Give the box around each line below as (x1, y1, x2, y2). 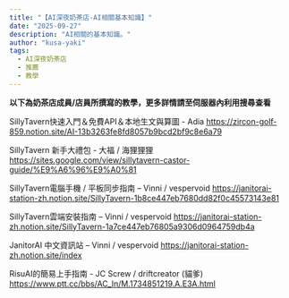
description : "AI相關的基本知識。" (9, 30, 132, 38)
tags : (9, 47, 30, 55)
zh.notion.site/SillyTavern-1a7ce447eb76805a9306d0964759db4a (9, 221, 255, 232)
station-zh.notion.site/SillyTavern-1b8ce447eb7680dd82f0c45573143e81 (9, 192, 280, 203)
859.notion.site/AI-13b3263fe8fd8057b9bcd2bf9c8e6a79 (9, 126, 222, 137)
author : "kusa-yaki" (9, 38, 87, 47)
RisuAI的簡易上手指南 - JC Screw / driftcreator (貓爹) (9, 268, 204, 278)
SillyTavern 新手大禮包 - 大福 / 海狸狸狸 (9, 144, 154, 155)
